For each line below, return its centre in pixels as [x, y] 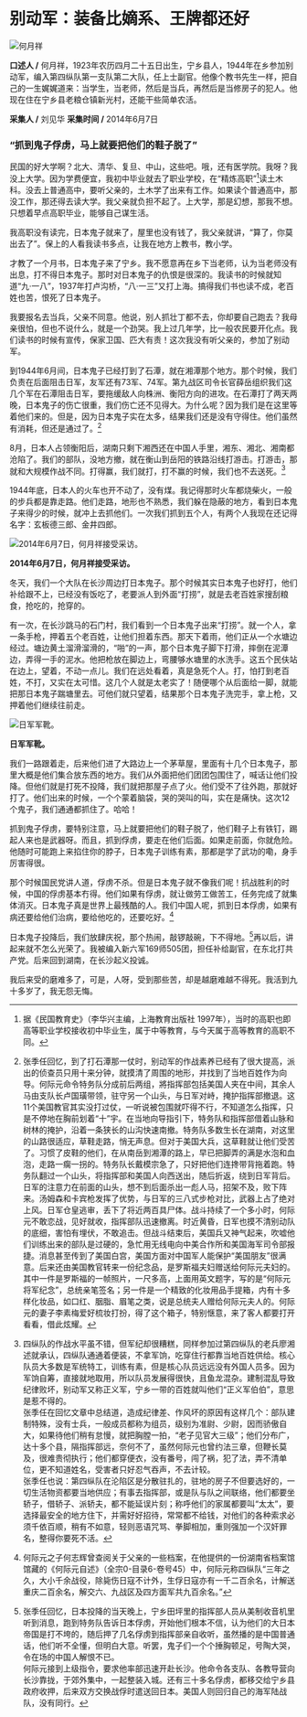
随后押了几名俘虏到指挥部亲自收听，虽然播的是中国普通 [191, 1634]
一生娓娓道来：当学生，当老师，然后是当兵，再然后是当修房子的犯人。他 [161, 88]
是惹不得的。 [47, 1400]
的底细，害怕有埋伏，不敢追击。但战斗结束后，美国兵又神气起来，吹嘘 [155, 1232]
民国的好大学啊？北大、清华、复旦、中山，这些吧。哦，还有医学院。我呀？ [149, 166]
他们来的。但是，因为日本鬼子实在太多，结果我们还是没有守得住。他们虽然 [157, 416]
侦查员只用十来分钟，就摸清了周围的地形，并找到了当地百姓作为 [159, 1072]
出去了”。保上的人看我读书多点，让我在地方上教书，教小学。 [123, 243]
